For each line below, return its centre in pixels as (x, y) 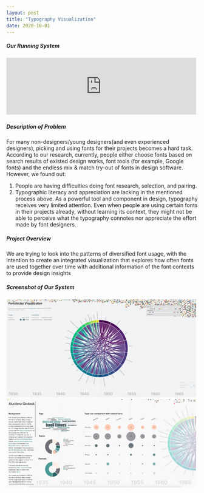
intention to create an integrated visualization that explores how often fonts (100, 260)
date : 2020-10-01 (28, 25)
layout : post (23, 13)
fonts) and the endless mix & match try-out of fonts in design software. (95, 168)
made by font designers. (46, 225)
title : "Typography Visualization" (51, 19)
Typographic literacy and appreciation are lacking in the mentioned (99, 192)
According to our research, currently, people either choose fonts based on (99, 155)
